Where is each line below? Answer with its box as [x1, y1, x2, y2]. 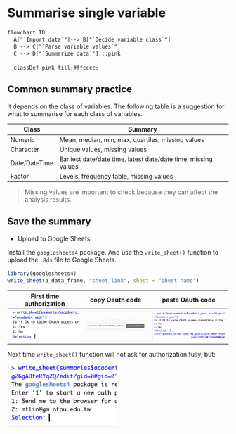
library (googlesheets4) [7, 269, 77, 277]
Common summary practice [7, 83, 132, 96]
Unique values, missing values [59, 145, 147, 153]
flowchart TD [7, 29, 46, 36]
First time [30, 292, 60, 300]
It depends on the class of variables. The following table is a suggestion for [7, 102, 225, 110]
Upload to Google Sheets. [17, 234, 93, 243]
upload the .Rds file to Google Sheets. [7, 255, 117, 264]
